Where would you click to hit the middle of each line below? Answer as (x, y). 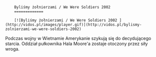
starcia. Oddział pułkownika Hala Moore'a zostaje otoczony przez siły (76, 43)
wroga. (12, 49)
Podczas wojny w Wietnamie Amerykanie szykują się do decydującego (78, 38)
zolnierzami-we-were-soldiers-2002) (43, 29)
